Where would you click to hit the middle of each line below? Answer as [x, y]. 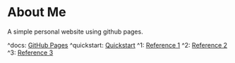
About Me [37, 12]
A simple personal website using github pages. [75, 31]
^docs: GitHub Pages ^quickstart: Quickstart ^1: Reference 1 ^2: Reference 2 [117, 45]
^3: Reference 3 [30, 52]
